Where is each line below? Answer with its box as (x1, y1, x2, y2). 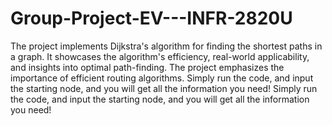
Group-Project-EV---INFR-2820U (10, 7, 293, 30)
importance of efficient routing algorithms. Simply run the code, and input (10, 72, 314, 84)
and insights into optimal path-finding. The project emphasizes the (10, 61, 285, 73)
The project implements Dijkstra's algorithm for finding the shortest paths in (10, 40, 323, 52)
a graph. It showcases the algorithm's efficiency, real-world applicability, (10, 50, 310, 62)
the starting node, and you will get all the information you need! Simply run (10, 82, 318, 94)
